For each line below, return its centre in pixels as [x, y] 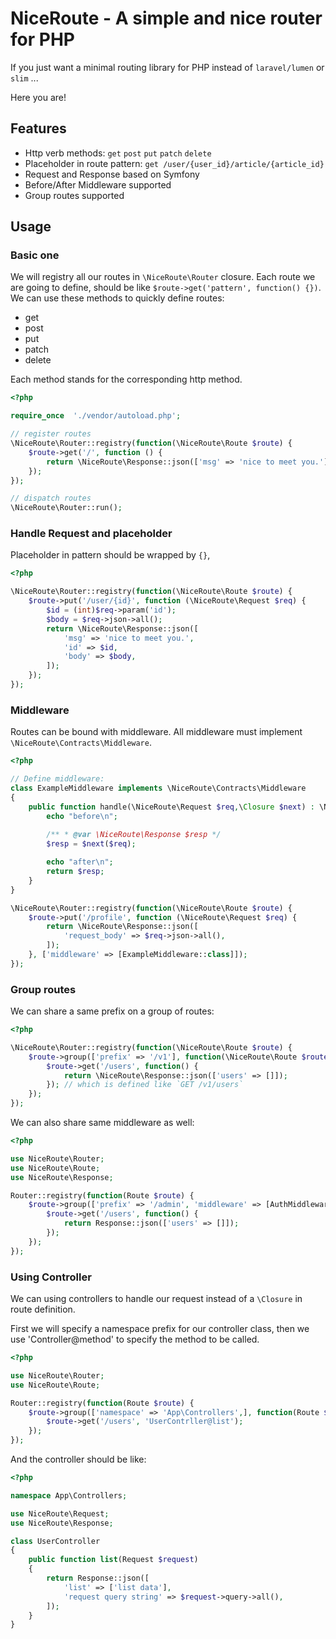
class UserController [55, 1541]
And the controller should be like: [78, 1459]
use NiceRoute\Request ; [60, 1513]
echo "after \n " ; [80, 862]
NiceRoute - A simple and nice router [166, 18]
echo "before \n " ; [82, 816]
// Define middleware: [57, 779]
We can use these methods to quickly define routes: [117, 298]
